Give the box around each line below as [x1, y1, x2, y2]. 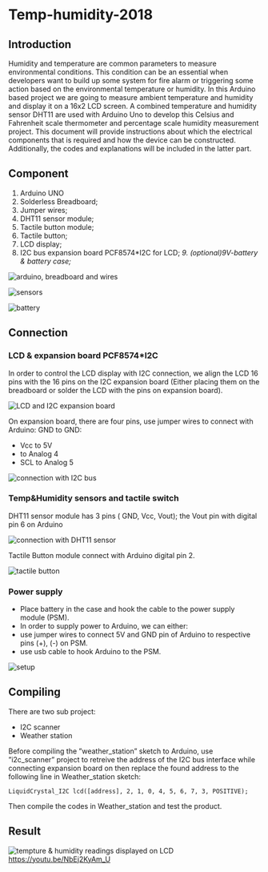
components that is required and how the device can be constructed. [8, 135, 236, 145]
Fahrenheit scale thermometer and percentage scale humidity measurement [8, 119, 259, 127]
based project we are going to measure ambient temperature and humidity [8, 93, 254, 102]
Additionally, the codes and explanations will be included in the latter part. [8, 144, 252, 153]
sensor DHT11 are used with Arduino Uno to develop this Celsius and [8, 110, 234, 119]
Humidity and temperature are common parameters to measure [8, 58, 218, 68]
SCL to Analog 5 [19, 457, 74, 467]
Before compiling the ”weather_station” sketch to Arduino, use [8, 746, 214, 756]
